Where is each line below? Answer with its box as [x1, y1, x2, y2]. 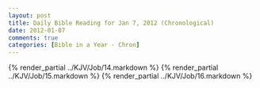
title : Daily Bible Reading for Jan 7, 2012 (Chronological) [8, 19, 215, 27]
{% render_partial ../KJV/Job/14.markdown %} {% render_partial [8, 63, 219, 72]
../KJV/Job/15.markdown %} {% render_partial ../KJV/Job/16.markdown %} [8, 71, 253, 81]
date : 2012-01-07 [8, 26, 66, 34]
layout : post [8, 11, 52, 20]
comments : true [8, 33, 59, 42]
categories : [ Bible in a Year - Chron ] [8, 41, 140, 49]
